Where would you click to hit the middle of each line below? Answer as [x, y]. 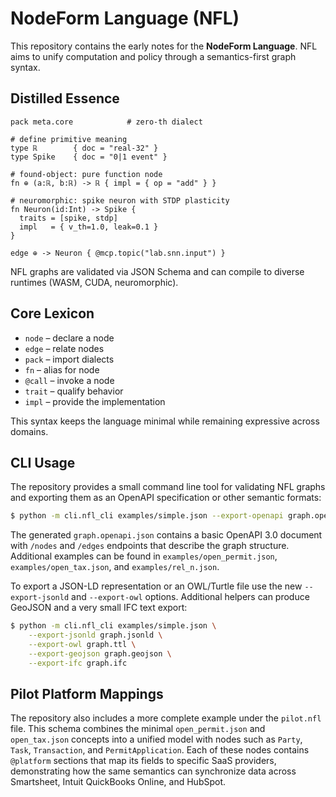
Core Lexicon [52, 313]
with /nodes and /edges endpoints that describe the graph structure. [150, 546]
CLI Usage [43, 462]
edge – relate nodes [64, 348]
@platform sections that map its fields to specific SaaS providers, [143, 761]
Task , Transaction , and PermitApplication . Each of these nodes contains [160, 750]
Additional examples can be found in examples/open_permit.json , [144, 556]
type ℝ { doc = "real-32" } [84, 148]
